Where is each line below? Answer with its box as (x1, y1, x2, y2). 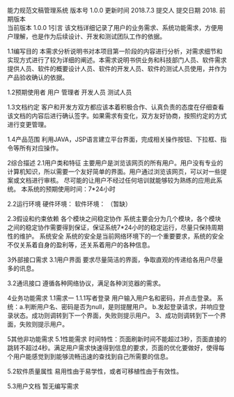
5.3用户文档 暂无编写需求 (7, 382, 79, 390)
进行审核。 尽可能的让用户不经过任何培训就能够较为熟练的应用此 (31, 177, 217, 184)
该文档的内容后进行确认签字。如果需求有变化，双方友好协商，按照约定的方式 (7, 112, 227, 120)
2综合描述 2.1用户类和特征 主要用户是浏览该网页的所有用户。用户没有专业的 (7, 159, 224, 167)
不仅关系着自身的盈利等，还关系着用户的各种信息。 (7, 241, 154, 249)
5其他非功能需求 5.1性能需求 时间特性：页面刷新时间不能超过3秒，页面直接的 (7, 335, 227, 343)
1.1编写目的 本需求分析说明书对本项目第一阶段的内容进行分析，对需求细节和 (7, 47, 223, 55)
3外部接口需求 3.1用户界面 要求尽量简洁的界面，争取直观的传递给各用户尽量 (7, 255, 224, 264)
